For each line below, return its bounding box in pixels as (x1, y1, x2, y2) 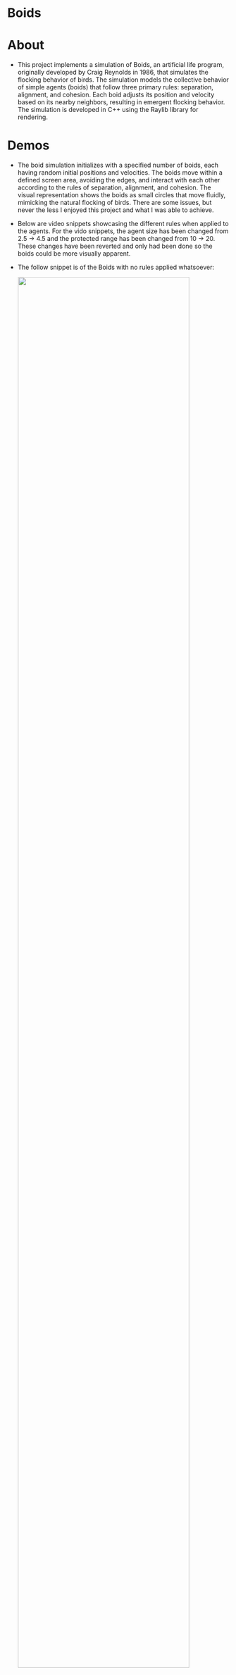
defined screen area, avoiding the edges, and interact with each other (17, 176, 221, 185)
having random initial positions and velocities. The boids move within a (17, 168, 223, 177)
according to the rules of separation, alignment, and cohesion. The (17, 183, 211, 192)
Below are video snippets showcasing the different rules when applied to (17, 220, 229, 228)
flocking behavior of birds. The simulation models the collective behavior (17, 75, 229, 84)
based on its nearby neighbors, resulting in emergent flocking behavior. (17, 98, 225, 106)
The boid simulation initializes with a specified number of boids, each (17, 161, 219, 170)
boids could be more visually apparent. (17, 249, 131, 258)
